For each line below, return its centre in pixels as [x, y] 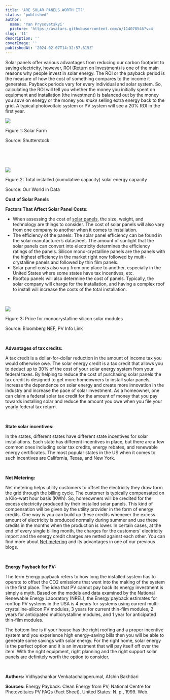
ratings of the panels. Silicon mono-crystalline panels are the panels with [89, 251]
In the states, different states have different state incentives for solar [77, 436]
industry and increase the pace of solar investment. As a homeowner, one [82, 390]
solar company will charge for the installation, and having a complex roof [89, 284]
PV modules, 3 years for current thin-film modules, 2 [98, 609]
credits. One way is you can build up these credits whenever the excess [80, 514]
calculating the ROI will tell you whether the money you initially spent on [80, 89]
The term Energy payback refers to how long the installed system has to [81, 576]
